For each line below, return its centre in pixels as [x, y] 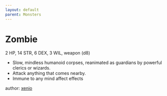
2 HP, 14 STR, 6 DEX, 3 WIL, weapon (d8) [48, 53]
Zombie [21, 39]
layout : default [22, 10]
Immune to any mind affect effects [48, 78]
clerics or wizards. [31, 68]
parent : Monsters [23, 14]
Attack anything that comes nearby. [49, 73]
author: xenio [19, 88]
